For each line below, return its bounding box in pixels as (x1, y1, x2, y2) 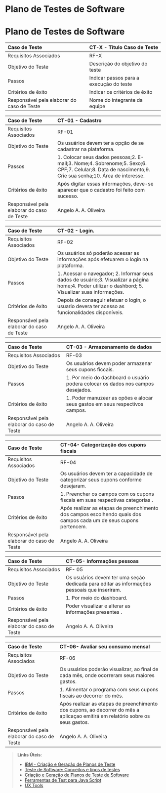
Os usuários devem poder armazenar (66, 360, 152, 367)
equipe (89, 103, 106, 110)
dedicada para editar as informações (66, 580, 152, 587)
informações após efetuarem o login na (57, 256, 149, 263)
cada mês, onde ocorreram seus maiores (59, 672, 155, 679)
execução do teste (89, 80, 132, 87)
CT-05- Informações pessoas (66, 558, 139, 565)
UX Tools (24, 783, 43, 789)
